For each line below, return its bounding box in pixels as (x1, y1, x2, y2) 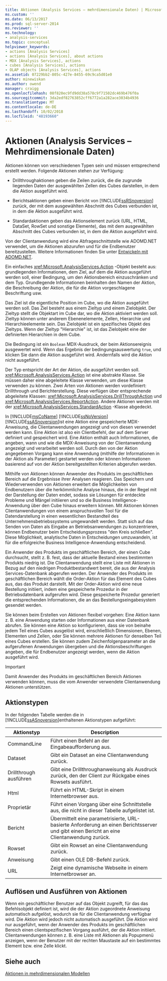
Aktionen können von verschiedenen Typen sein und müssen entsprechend (5, 162, 160, 168)
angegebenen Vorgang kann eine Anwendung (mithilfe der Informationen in (5, 450, 160, 456)
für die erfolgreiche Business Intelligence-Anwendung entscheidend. (5, 539, 146, 546)
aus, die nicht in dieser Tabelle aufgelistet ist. (50, 807, 155, 814)
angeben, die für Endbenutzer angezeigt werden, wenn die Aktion (5, 649, 140, 655)
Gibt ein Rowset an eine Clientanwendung (50, 841, 148, 848)
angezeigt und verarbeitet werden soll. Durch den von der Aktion (5, 445, 138, 451)
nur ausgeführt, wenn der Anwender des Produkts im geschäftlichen (5, 922, 146, 928)
